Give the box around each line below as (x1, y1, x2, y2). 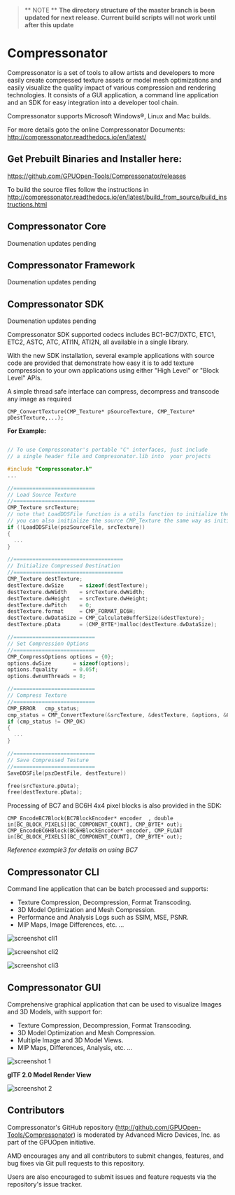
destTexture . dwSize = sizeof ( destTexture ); (7, 581, 149, 589)
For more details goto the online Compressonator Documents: (7, 125, 185, 134)
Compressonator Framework (7, 259, 136, 271)
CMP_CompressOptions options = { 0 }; (7, 653, 114, 661)
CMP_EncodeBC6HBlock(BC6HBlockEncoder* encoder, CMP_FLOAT (7, 827, 183, 834)
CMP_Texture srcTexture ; (7, 504, 80, 511)
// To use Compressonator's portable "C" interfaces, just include (7, 446, 208, 454)
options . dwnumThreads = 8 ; (7, 672, 86, 680)
